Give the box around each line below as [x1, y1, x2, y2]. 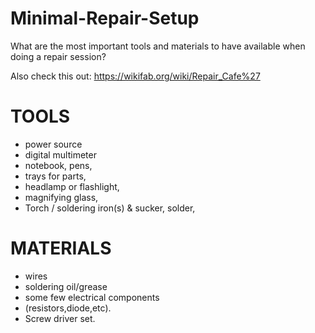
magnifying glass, [24, 191, 99, 203]
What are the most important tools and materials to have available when [10, 40, 306, 52]
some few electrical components [24, 291, 160, 303]
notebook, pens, [24, 159, 93, 171]
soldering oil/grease [24, 280, 108, 292]
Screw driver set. [24, 312, 96, 324]
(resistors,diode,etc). [24, 302, 112, 314]
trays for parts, [24, 170, 87, 182]
